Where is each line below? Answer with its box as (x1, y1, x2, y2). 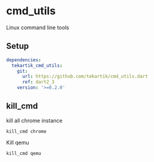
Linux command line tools (6, 24, 70, 31)
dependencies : (6, 57, 42, 63)
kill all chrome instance (6, 117, 63, 124)
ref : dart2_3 (21, 79, 55, 85)
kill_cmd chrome (6, 128, 47, 135)
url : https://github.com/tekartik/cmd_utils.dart (21, 73, 148, 80)
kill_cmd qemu (6, 150, 42, 156)
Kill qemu (6, 139, 30, 146)
